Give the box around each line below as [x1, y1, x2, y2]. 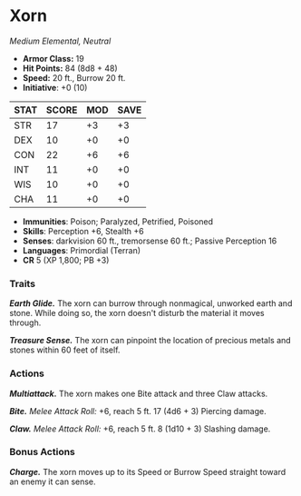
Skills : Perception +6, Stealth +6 [22, 225, 145, 236]
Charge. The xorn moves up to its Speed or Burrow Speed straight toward [9, 466, 286, 477]
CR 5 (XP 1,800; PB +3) [22, 254, 110, 265]
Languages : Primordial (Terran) [22, 244, 141, 255]
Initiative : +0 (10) [22, 82, 88, 93]
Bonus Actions [9, 446, 75, 459]
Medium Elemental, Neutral [9, 35, 112, 46]
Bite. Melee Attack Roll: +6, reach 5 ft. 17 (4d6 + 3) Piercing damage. [9, 405, 267, 416]
